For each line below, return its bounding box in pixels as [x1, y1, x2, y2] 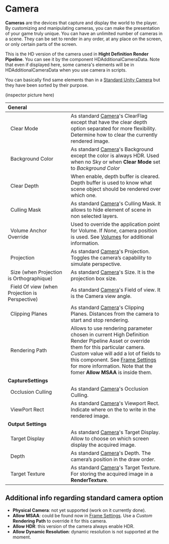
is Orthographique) [8, 275, 53, 282]
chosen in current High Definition [70, 331, 149, 338]
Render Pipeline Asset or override [70, 337, 150, 344]
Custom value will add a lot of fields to [70, 350, 161, 357]
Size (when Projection [10, 268, 62, 275]
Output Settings [8, 420, 47, 428]
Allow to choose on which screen [70, 435, 149, 442]
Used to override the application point [70, 220, 160, 227]
